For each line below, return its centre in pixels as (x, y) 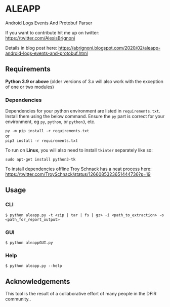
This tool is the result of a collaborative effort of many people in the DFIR (81, 294)
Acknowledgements (38, 281)
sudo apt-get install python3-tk (40, 160)
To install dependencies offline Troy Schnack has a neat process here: (78, 169)
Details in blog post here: (31, 48)
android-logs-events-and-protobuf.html (47, 53)
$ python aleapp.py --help (34, 266)
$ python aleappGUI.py (29, 243)
